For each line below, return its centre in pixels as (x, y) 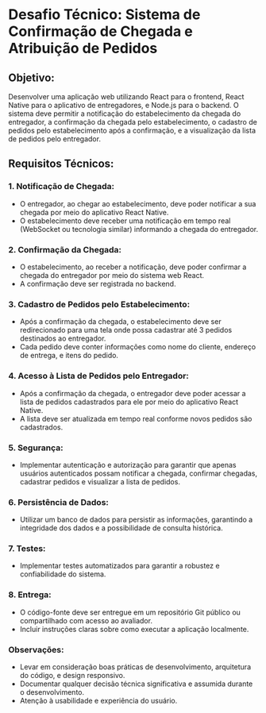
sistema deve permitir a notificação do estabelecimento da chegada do (125, 114)
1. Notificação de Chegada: (62, 187)
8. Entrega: (30, 595)
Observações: (36, 649)
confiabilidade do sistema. (63, 574)
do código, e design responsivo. (72, 676)
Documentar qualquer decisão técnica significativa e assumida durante (136, 684)
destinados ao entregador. (63, 338)
